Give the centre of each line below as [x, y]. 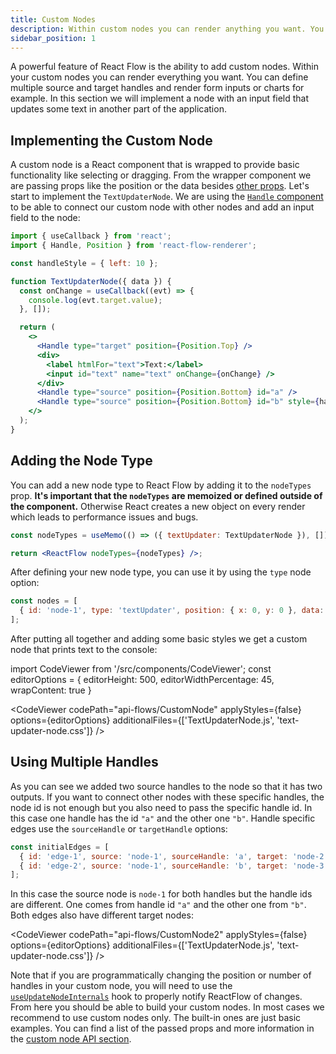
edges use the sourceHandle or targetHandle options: [119, 828]
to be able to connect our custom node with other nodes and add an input [162, 207]
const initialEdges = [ [60, 847]
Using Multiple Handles [84, 762]
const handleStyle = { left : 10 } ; [84, 263]
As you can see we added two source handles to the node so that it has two [166, 786]
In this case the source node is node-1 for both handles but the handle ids [161, 894]
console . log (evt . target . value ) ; [95, 300]
